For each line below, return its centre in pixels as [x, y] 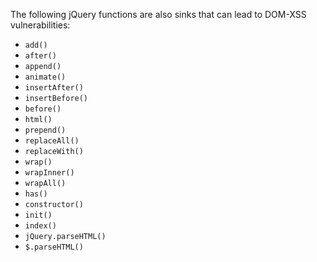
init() [38, 215]
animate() [45, 77]
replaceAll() [52, 141]
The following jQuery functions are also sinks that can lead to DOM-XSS [158, 14]
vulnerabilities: [40, 25]
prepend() [45, 130]
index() [40, 226]
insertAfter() [54, 88]
